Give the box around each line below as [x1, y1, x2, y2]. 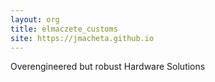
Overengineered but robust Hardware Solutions [10, 61, 206, 73]
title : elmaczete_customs [10, 24, 118, 34]
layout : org [10, 14, 60, 25]
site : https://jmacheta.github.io [10, 33, 155, 43]
